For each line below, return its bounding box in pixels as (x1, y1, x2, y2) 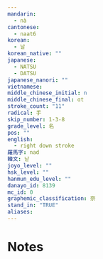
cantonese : (7, 23, 40, 31)
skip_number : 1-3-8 (7, 116, 65, 123)
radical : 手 (7, 109, 42, 116)
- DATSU (13, 70, 37, 77)
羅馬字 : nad (7, 149, 40, 156)
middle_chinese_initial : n (7, 89, 87, 97)
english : (7, 136, 33, 143)
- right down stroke (13, 143, 75, 150)
